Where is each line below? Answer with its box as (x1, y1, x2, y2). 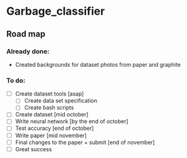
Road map (6, 29, 46, 39)
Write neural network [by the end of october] (15, 118, 128, 125)
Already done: (6, 47, 50, 56)
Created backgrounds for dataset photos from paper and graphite (15, 61, 182, 68)
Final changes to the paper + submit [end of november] (15, 138, 155, 146)
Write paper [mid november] (15, 132, 87, 139)
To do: (6, 76, 26, 85)
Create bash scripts (24, 104, 75, 111)
